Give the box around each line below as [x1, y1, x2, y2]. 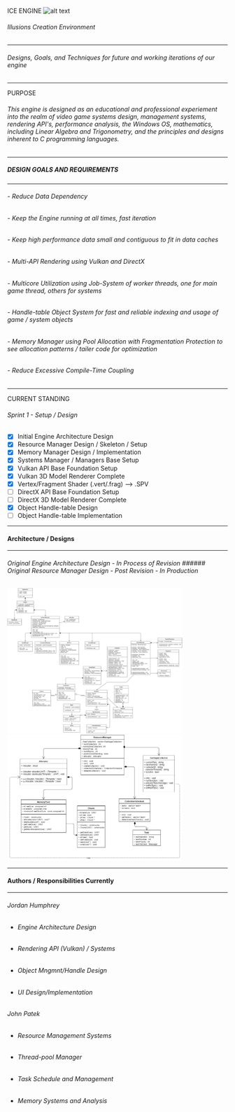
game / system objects [7, 316, 73, 324]
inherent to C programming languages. [7, 135, 120, 143]
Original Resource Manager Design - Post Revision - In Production [7, 566, 199, 575]
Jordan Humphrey [7, 901, 60, 910]
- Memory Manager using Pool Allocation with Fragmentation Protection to [7, 337, 223, 346]
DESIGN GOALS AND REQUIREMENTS [7, 165, 119, 174]
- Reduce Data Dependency [7, 192, 88, 201]
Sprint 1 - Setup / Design [7, 410, 78, 419]
